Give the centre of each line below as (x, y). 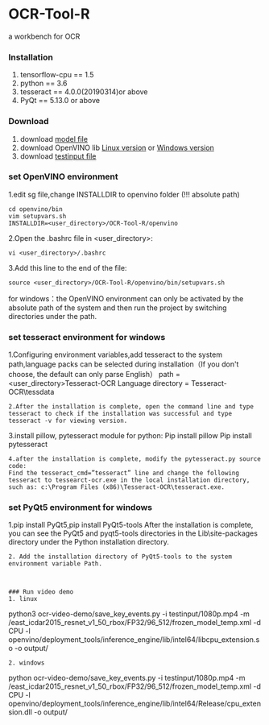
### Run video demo (41, 592)
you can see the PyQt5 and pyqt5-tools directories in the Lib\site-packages (133, 533)
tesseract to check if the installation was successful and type (120, 414)
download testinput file (58, 156)
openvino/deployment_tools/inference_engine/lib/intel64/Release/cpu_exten (135, 704)
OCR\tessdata (31, 392)
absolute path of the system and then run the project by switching (118, 308)
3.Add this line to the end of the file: (68, 267)
